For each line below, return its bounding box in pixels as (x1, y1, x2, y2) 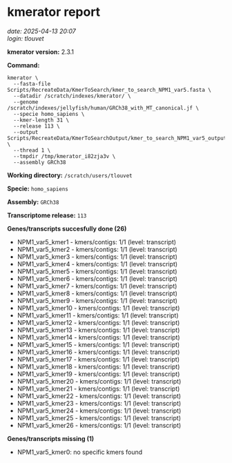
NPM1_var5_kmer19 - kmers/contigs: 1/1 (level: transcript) (17, 370, 180, 378)
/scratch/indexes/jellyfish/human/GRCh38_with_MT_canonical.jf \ (7, 104, 199, 111)
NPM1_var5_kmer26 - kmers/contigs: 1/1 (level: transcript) (17, 421, 182, 429)
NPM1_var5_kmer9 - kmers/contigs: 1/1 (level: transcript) (17, 296, 178, 304)
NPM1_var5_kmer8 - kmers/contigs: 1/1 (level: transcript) (17, 289, 178, 297)
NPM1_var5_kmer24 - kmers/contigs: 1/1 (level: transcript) (17, 406, 182, 415)
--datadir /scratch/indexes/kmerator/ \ (13, 92, 131, 99)
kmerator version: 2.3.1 (7, 48, 75, 56)
